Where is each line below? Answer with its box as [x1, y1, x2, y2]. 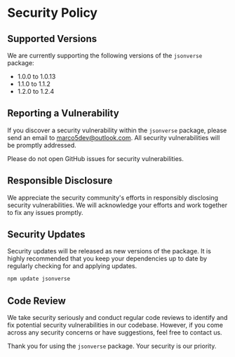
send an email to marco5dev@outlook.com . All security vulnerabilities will [7, 133, 220, 141]
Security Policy [7, 5, 98, 21]
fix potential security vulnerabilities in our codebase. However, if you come [7, 321, 223, 330]
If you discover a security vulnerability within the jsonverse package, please [7, 126, 227, 134]
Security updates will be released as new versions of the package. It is [7, 247, 212, 255]
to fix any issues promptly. [7, 208, 83, 216]
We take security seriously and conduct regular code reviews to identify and [7, 314, 228, 322]
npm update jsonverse [7, 275, 71, 283]
